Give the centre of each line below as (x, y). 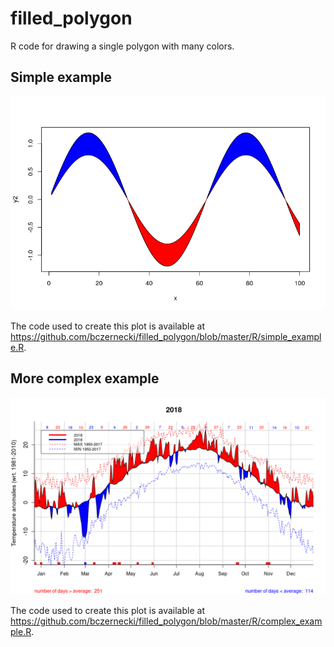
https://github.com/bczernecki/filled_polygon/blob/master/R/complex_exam (166, 621)
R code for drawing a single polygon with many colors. (122, 46)
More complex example (85, 378)
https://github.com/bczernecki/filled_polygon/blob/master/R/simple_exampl (166, 336)
